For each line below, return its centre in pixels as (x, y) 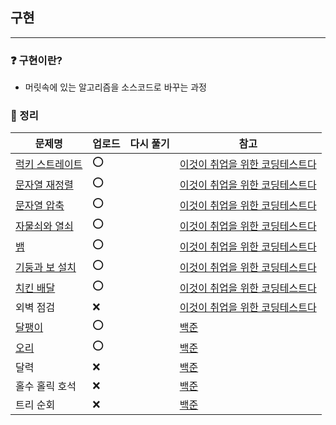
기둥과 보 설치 (46, 267)
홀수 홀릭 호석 (46, 386)
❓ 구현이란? (36, 60)
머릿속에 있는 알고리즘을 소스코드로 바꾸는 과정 (115, 87)
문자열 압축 (40, 205)
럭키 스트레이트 (49, 164)
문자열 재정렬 (44, 185)
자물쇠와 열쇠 (44, 226)
